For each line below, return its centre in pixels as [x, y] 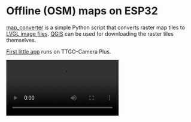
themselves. [21, 40]
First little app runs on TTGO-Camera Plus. [59, 51]
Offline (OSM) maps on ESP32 [82, 11]
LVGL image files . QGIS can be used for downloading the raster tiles [90, 33]
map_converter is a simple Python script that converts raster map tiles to [96, 27]
